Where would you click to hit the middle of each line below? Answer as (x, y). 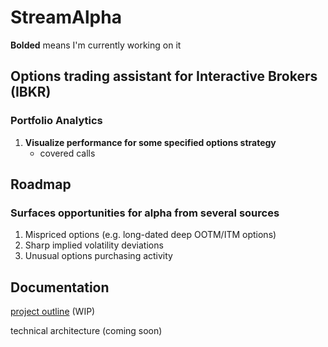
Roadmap (41, 184)
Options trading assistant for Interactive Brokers (164, 76)
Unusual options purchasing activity (98, 256)
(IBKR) (31, 92)
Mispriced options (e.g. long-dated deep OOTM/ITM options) (150, 235)
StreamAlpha (66, 17)
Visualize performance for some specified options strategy (150, 142)
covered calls (67, 153)
